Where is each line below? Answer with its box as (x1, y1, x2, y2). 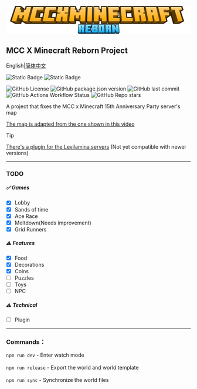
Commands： (6, 338, 46, 346)
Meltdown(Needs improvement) (14, 219, 92, 226)
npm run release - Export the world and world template (6, 364, 139, 371)
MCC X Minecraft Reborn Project (6, 46, 128, 56)
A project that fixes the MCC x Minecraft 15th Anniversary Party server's (6, 103, 181, 110)
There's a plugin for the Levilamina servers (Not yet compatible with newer (6, 143, 186, 150)
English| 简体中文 (6, 62, 46, 69)
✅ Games (6, 184, 30, 191)
